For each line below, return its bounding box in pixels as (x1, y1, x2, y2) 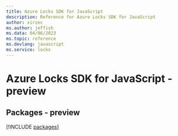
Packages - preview (6, 108, 80, 118)
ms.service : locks (6, 47, 51, 53)
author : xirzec (6, 19, 43, 25)
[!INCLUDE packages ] (6, 123, 59, 130)
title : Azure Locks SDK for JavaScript (6, 8, 104, 15)
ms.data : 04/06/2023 (6, 30, 57, 36)
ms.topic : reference (6, 36, 57, 42)
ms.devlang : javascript (6, 42, 64, 47)
